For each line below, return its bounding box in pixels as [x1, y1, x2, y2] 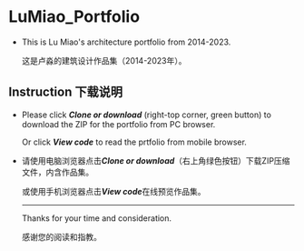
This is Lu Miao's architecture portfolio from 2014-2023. [21, 36, 231, 47]
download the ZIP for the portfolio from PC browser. [21, 118, 216, 129]
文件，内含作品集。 [21, 166, 94, 177]
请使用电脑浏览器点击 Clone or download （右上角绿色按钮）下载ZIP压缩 [21, 155, 290, 166]
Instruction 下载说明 [8, 85, 123, 100]
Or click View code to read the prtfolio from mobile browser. [21, 136, 247, 147]
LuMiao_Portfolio [8, 6, 141, 27]
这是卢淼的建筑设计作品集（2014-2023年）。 [21, 55, 187, 65]
